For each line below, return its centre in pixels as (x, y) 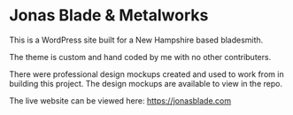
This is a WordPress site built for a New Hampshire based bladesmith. (136, 40)
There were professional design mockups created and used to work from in (147, 74)
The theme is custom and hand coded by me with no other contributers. (140, 57)
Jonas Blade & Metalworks (109, 15)
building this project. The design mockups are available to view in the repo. (146, 83)
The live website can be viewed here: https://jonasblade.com (120, 100)
